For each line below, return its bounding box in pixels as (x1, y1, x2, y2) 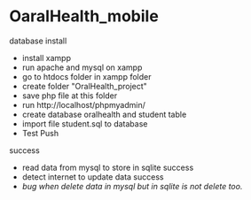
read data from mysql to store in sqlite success (21, 162, 194, 173)
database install (9, 35, 67, 46)
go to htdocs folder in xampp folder (21, 71, 153, 81)
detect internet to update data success (21, 171, 164, 182)
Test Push (21, 127, 59, 138)
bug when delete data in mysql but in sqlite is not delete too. (21, 181, 243, 191)
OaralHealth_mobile (9, 6, 160, 27)
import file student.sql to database (21, 118, 148, 129)
